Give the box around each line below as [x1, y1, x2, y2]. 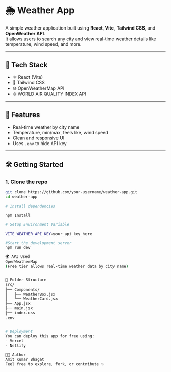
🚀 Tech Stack [5, 61, 48, 69]
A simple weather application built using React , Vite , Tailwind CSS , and [5, 24, 156, 31]
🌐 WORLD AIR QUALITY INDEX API [12, 91, 87, 97]
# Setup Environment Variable [5, 222, 70, 227]
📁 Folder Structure [5, 277, 47, 282]
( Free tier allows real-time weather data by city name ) [5, 264, 129, 269]
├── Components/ [5, 287, 40, 292]
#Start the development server [5, 240, 72, 245]
